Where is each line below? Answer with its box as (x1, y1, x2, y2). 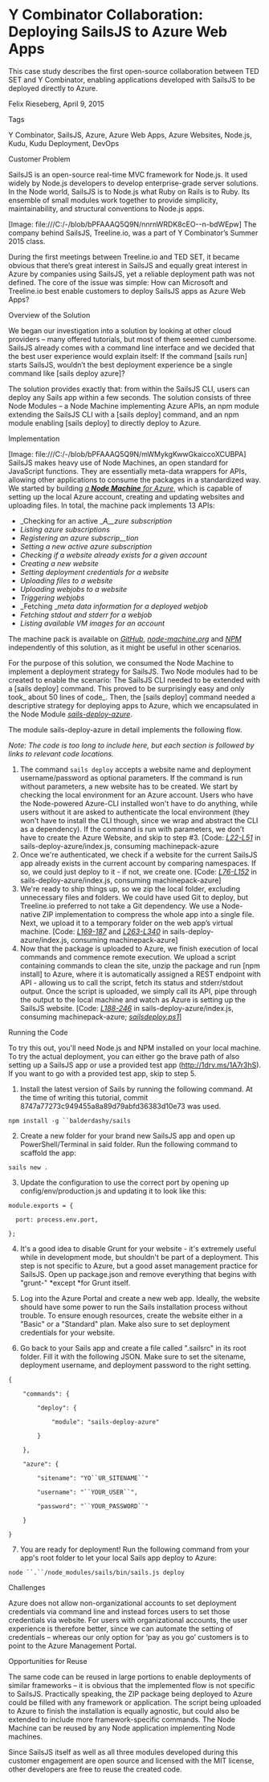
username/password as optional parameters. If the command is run (19, 773, 243, 782)
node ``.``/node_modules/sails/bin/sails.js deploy (8, 1568, 185, 1576)
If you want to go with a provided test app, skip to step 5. (8, 1068, 197, 1078)
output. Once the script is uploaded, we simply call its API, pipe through (19, 986, 257, 996)
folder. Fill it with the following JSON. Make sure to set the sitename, (19, 1352, 247, 1361)
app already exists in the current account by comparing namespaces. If (19, 858, 257, 868)
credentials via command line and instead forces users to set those (8, 1606, 230, 1616)
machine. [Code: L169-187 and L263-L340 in (19, 926, 169, 936)
